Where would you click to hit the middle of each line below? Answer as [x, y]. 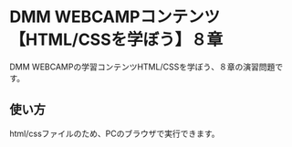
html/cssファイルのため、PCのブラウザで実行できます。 [115, 133]
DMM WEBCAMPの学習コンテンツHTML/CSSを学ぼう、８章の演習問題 [142, 67]
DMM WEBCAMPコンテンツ [115, 17]
